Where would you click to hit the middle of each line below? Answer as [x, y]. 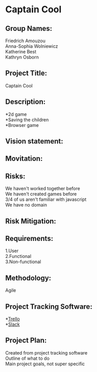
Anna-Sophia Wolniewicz [32, 46]
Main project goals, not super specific [45, 364]
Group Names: [29, 29]
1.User [12, 251]
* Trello [13, 319]
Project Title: [26, 73]
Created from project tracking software [46, 352]
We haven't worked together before [43, 189]
